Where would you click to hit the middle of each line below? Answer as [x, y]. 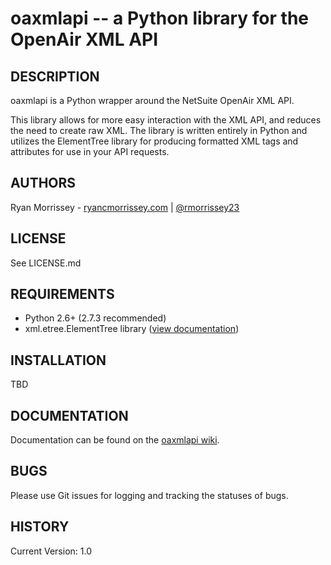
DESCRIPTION [55, 76]
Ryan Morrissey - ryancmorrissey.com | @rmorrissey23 [125, 207]
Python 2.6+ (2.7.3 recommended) [95, 318]
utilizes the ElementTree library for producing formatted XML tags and [154, 141]
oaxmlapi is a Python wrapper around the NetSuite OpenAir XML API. [152, 100]
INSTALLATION [58, 360]
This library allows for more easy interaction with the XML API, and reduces [166, 120]
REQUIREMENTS [62, 294]
